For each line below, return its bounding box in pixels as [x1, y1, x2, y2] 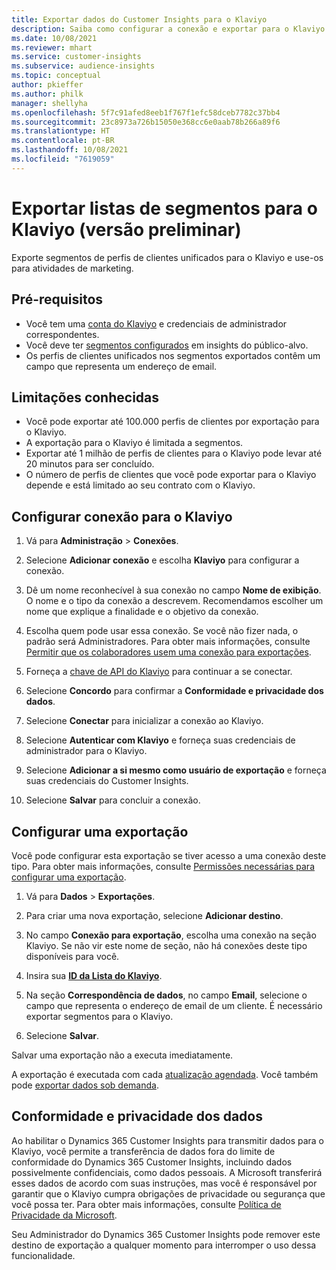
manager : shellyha [11, 98, 88, 108]
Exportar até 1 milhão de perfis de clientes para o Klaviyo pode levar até [25, 447, 323, 460]
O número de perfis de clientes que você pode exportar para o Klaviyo [25, 469, 317, 481]
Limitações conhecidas [11, 389, 160, 406]
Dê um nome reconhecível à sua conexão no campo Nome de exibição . [25, 584, 322, 596]
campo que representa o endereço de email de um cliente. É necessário [25, 999, 323, 1011]
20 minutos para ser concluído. [25, 458, 155, 470]
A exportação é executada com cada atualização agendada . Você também [11, 1068, 319, 1080]
